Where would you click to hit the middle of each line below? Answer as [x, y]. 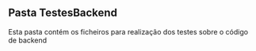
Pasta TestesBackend [63, 13]
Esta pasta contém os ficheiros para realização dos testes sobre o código [128, 31]
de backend [28, 40]
